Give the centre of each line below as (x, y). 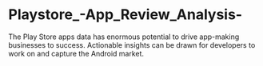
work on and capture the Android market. (76, 53)
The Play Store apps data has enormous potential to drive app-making (124, 37)
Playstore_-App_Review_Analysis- (125, 15)
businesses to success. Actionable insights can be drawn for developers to (132, 45)
